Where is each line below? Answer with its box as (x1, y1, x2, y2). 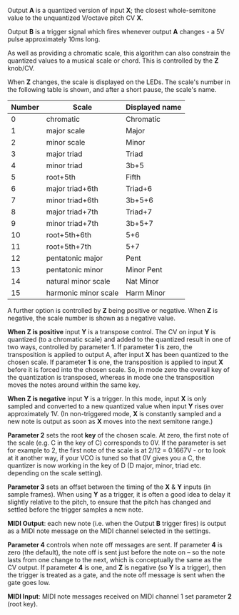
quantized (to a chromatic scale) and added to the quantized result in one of (7, 335, 231, 343)
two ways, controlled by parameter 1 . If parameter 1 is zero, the (7, 343, 193, 351)
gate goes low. (7, 579, 51, 586)
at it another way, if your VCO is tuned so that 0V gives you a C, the (7, 454, 205, 462)
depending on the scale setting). (7, 469, 103, 477)
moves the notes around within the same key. (7, 381, 141, 389)
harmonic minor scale (46, 288, 119, 298)
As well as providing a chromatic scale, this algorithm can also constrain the (7, 49, 230, 57)
